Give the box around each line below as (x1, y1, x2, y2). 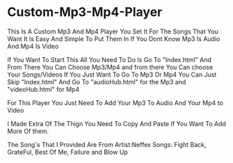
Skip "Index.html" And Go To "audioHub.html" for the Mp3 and (7, 77, 186, 86)
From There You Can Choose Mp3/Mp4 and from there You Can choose (7, 63, 214, 71)
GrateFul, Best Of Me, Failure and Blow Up (7, 148, 129, 156)
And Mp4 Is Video (7, 42, 59, 50)
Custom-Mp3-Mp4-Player (7, 4, 163, 20)
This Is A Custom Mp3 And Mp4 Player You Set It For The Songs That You (7, 27, 219, 36)
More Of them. (7, 127, 49, 135)
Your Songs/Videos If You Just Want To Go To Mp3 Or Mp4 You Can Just (7, 70, 217, 79)
